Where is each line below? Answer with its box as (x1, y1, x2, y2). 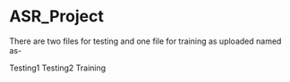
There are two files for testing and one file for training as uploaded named (9, 36, 282, 46)
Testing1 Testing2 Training (9, 62, 107, 73)
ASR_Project (9, 6, 105, 27)
